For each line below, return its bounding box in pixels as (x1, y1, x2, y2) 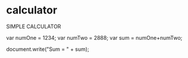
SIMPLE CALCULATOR (6, 23, 61, 30)
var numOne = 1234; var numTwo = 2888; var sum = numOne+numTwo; (6, 34, 183, 41)
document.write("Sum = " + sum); (6, 45, 89, 53)
